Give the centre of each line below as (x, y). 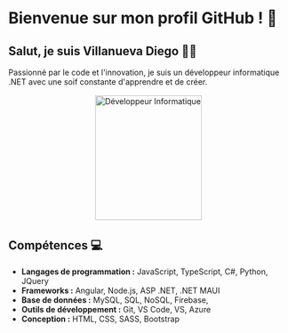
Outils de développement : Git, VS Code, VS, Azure (116, 309)
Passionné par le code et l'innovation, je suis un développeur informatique (144, 72)
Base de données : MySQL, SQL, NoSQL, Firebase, (115, 300)
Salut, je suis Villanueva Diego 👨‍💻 (103, 51)
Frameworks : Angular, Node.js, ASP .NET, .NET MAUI (120, 290)
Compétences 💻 (56, 245)
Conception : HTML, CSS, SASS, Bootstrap (100, 319)
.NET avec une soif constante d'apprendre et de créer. (108, 82)
